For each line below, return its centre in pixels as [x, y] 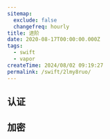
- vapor [25, 59]
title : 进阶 [23, 33]
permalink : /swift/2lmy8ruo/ [49, 72]
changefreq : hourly [42, 26]
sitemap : [20, 14]
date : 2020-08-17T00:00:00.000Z [54, 40]
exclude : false [35, 20]
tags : [15, 46]
